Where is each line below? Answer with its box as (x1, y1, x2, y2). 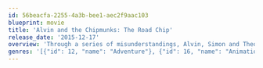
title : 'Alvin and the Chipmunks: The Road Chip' (8, 26, 174, 34)
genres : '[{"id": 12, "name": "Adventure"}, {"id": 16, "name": (8, 48, 222, 55)
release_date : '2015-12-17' (8, 33, 100, 41)
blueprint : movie (8, 19, 65, 27)
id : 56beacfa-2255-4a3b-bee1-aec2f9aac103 (8, 11, 149, 20)
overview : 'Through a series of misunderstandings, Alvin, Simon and (8, 41, 240, 48)
